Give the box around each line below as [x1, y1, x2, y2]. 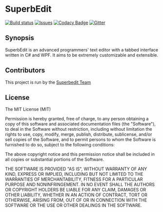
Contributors [5, 66, 45, 74]
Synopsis [5, 34, 34, 42]
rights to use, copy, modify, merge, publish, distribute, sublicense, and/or [5, 131, 152, 138]
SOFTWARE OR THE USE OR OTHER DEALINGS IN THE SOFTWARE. [5, 202, 142, 209]
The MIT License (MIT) [5, 106, 51, 112]
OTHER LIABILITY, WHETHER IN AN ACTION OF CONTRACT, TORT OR [5, 192, 147, 198]
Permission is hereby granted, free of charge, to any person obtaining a [5, 116, 149, 122]
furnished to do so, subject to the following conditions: [5, 142, 115, 148]
